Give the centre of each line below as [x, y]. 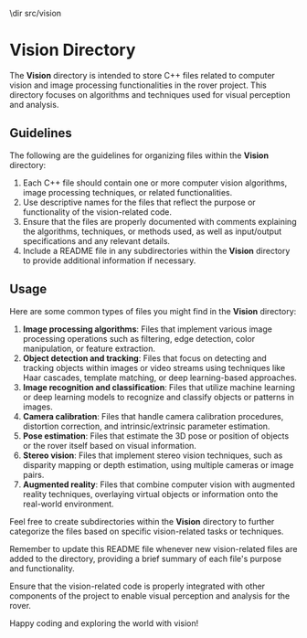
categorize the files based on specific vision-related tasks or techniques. [147, 531]
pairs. [33, 474]
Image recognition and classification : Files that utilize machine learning [159, 387]
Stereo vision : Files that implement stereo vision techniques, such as [153, 455]
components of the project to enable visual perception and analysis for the [150, 595]
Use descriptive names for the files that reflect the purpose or [139, 202]
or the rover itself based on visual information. [109, 445]
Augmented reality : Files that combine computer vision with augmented [159, 484]
